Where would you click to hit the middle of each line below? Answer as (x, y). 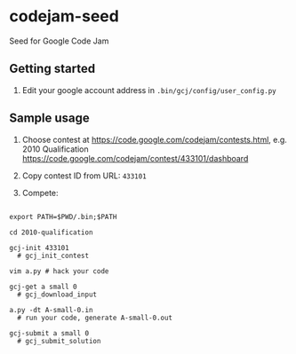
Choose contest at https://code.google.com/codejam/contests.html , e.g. (154, 139)
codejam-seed (64, 16)
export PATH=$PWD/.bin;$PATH (63, 216)
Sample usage (50, 118)
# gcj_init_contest (53, 256)
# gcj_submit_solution (59, 341)
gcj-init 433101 (39, 248)
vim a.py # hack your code (59, 271)
